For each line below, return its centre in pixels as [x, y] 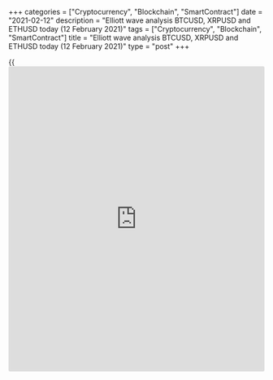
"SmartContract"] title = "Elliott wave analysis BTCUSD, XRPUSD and [123, 37]
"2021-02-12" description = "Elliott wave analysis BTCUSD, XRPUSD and [130, 20]
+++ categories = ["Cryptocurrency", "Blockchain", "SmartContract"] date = [136, 12]
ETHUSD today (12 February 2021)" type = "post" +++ [99, 46]
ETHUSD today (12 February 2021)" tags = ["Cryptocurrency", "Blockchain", [135, 29]
